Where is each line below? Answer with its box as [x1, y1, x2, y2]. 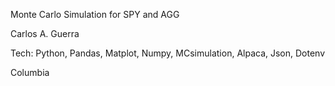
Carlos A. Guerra [10, 28, 80, 39]
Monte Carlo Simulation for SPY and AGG [10, 9, 180, 20]
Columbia [10, 67, 50, 78]
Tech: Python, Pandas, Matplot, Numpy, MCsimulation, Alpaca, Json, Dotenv [10, 47, 326, 59]
